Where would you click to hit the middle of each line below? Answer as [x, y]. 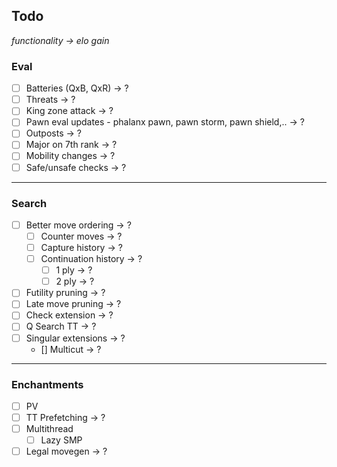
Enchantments [47, 384]
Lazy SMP [61, 440]
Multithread [49, 429]
